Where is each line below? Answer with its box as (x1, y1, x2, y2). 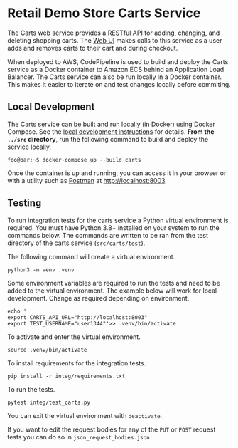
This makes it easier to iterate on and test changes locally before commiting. (7, 80, 231, 88)
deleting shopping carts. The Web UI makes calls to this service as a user (7, 36, 222, 44)
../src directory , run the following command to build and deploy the (7, 135, 208, 143)
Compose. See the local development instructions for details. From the (7, 127, 215, 136)
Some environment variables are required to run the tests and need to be (7, 278, 220, 287)
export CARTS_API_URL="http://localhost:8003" (7, 313, 148, 321)
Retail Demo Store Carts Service (7, 5, 201, 21)
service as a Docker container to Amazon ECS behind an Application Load (7, 65, 225, 73)
